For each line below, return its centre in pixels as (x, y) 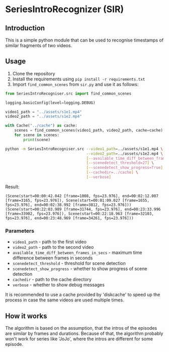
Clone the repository (34, 73)
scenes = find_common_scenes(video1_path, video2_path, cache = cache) (89, 130)
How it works (26, 316)
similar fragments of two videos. (38, 46)
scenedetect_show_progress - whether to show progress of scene (80, 269)
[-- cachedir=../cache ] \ (112, 172)
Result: (12, 187)
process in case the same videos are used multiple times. (65, 300)
